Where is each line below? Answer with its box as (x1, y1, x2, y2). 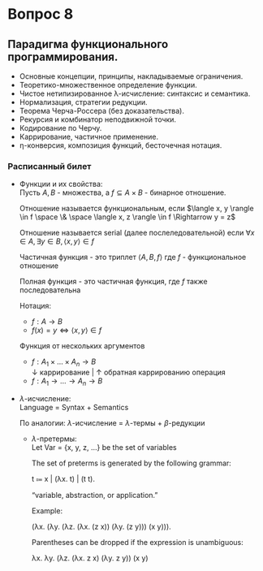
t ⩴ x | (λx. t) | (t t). (31, 474, 95, 483)
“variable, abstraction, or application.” (31, 490, 158, 500)
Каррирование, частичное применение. (19, 132, 159, 141)
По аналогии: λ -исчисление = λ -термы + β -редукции (19, 417, 205, 427)
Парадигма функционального (7, 37, 169, 51)
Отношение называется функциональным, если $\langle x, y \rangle (19, 204, 254, 214)
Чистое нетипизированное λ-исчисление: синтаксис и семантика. (19, 89, 251, 98)
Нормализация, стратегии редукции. (19, 97, 148, 106)
